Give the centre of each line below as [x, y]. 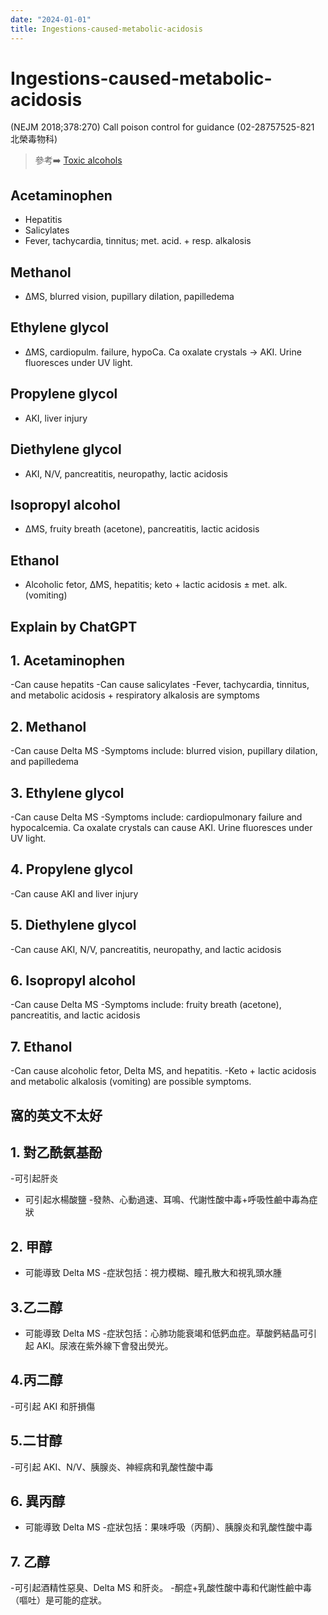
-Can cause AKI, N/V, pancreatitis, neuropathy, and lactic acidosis [146, 949]
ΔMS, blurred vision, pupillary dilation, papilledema [129, 297]
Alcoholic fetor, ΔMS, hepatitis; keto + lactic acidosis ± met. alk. [156, 585]
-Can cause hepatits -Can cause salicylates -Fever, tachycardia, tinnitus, [160, 685]
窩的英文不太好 [56, 1115]
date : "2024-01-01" [51, 19]
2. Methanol [48, 726]
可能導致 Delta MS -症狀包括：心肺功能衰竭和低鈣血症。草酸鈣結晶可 [166, 1333]
